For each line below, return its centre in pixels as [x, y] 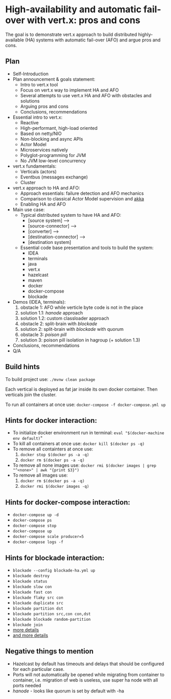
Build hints [22, 367]
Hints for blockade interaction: [55, 558]
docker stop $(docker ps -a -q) [55, 455]
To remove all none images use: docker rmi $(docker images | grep [84, 465]
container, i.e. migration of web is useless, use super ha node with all [85, 680]
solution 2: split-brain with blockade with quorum [72, 329]
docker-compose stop [34, 526]
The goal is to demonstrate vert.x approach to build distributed [71, 34]
